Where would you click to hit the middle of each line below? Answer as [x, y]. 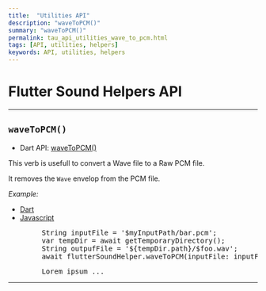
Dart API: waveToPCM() [58, 147]
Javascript [37, 217]
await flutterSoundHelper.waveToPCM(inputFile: [135, 256]
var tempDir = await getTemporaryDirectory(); [133, 240]
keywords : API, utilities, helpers [67, 52]
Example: [23, 193]
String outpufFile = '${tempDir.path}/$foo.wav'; [140, 248]
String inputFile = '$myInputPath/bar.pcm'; [129, 232]
